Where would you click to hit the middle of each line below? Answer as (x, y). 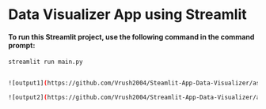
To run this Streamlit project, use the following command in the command (131, 36)
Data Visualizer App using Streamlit (127, 15)
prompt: (22, 45)
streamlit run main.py (46, 62)
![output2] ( (28, 98)
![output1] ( (28, 83)
